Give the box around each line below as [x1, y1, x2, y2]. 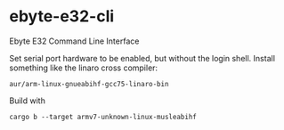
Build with [9, 95, 46, 106]
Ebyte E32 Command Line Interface [9, 36, 140, 46]
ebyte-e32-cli [9, 6, 115, 27]
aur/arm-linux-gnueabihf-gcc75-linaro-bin [9, 79, 169, 88]
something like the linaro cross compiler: [9, 62, 158, 73]
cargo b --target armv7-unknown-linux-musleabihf [9, 112, 198, 121]
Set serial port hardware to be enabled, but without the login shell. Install [9, 53, 276, 63]
